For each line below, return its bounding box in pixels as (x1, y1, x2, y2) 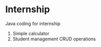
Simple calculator (12, 30, 49, 36)
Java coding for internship (5, 20, 61, 27)
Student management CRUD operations (12, 36, 96, 42)
